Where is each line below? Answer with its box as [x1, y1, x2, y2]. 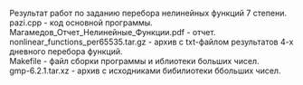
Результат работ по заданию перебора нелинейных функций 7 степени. [9, 8, 288, 18]
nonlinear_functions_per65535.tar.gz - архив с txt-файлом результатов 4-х [9, 36, 294, 47]
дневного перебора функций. [9, 46, 124, 57]
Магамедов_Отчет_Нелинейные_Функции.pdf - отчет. [9, 27, 216, 37]
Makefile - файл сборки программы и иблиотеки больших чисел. [9, 56, 260, 66]
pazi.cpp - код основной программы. [9, 17, 154, 28]
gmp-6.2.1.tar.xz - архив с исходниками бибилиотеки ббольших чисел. [9, 65, 281, 76]
